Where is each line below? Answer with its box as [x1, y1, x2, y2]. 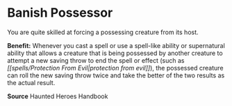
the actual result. [7, 78, 56, 86]
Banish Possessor [7, 5, 113, 21]
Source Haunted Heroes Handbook [7, 92, 108, 100]
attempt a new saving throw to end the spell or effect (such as [7, 56, 185, 64]
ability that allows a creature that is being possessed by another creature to [7, 49, 224, 57]
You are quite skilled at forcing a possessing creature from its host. [7, 28, 199, 36]
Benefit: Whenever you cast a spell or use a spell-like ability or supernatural [7, 41, 226, 50]
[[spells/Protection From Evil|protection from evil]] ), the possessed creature [7, 63, 224, 72]
